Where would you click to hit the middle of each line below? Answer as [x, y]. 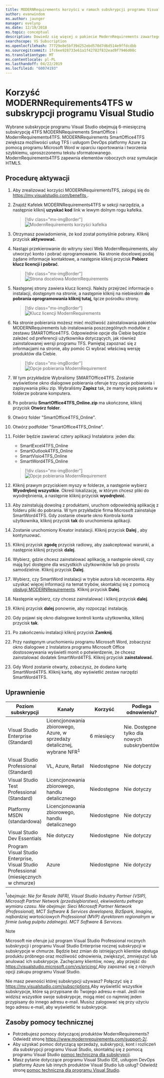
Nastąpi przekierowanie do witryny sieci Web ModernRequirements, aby [85, 249]
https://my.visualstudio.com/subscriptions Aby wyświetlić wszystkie [74, 986]
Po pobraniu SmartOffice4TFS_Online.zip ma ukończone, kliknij [77, 403]
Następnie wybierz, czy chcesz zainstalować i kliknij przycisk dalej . [80, 599]
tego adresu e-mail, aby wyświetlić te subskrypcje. [56, 1007]
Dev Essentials [25, 838]
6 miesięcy [102, 736]
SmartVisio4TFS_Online [44, 456]
